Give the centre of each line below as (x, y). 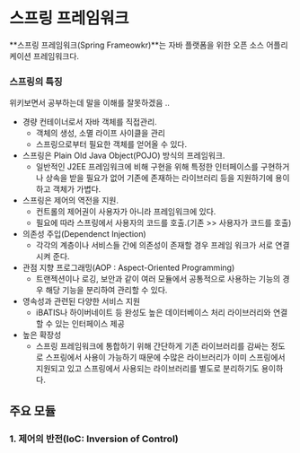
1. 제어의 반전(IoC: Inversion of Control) (94, 439)
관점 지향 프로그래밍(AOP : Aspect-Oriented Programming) (128, 268)
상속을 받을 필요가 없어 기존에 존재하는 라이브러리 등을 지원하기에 (159, 178)
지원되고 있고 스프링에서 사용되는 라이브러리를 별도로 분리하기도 (147, 369)
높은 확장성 (42, 335)
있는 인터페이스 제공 (90, 324)
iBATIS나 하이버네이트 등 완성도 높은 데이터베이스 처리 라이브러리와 (153, 313)
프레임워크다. (56, 56)
